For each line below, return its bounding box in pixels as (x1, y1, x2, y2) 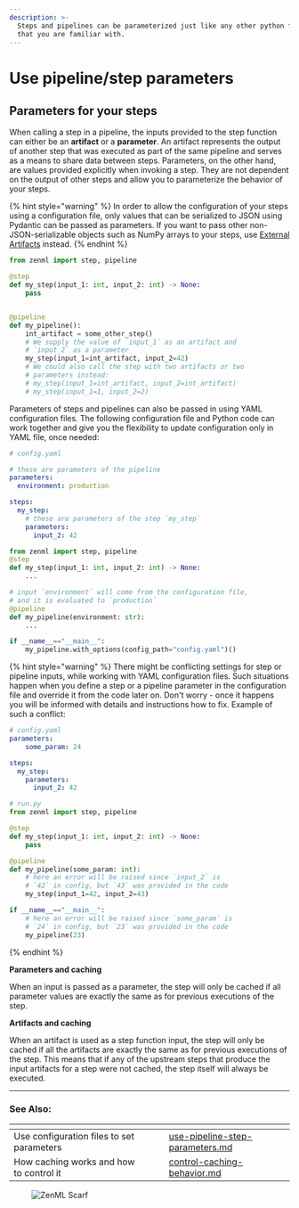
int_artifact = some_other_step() (25, 329, 153, 339)
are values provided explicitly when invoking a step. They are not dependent (9, 165, 289, 175)
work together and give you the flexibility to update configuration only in (9, 422, 274, 433)
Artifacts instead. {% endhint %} (9, 239, 128, 249)
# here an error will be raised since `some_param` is (25, 914, 233, 923)
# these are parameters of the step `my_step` (25, 514, 201, 523)
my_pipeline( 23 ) (25, 930, 86, 940)
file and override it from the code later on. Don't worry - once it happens (9, 690, 275, 700)
